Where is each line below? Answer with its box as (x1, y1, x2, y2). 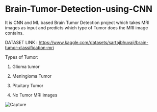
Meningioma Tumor (12, 73, 52, 79)
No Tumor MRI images (12, 92, 57, 98)
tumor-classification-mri (5, 45, 54, 50)
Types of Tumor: (5, 54, 38, 60)
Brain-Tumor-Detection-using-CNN (5, 3, 153, 15)
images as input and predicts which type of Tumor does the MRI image (5, 24, 148, 30)
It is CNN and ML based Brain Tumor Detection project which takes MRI (5, 20, 150, 25)
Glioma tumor (12, 64, 40, 69)
